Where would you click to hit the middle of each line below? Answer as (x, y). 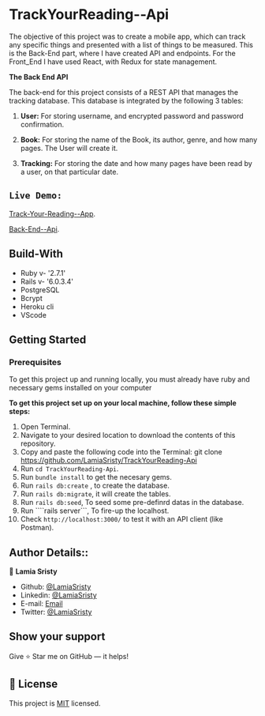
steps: (20, 412)
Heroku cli (37, 307)
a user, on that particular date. (69, 171)
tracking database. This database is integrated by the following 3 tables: (126, 100)
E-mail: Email (41, 604)
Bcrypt (31, 298)
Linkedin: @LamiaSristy (58, 595)
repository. (38, 443)
